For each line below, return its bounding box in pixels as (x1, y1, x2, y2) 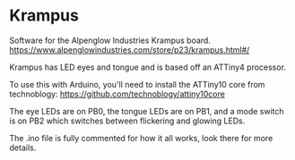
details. (9, 142, 37, 153)
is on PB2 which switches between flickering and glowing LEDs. (9, 115, 246, 126)
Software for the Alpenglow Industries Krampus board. (9, 35, 211, 46)
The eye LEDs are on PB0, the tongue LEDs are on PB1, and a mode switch (9, 105, 284, 116)
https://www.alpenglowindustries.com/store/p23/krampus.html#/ (9, 44, 250, 55)
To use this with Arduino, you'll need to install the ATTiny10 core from (9, 79, 265, 89)
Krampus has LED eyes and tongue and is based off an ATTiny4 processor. (9, 62, 287, 72)
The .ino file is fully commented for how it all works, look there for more (9, 132, 273, 143)
